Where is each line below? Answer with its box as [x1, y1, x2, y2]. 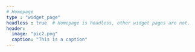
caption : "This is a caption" [11, 36, 88, 42]
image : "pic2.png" [11, 31, 59, 37]
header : [6, 25, 26, 32]
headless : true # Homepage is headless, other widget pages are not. [6, 20, 190, 26]
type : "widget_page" [6, 14, 61, 20]
